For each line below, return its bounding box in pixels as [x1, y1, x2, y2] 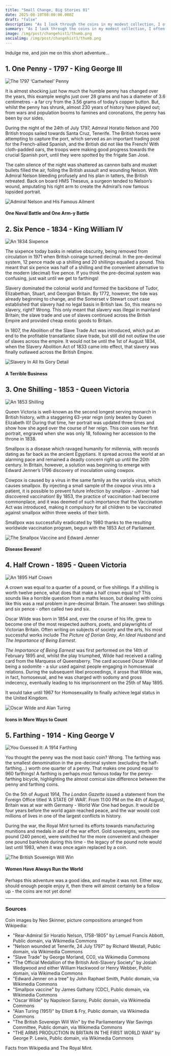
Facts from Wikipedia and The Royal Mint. [5, 1045, 93, 1051]
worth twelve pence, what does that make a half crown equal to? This [5, 590, 151, 596]
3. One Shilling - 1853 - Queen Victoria [5, 385, 130, 394]
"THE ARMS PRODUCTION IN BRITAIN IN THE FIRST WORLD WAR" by [12, 1030, 160, 1036]
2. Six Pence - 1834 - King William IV [5, 225, 123, 233]
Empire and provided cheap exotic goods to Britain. [5, 317, 113, 324]
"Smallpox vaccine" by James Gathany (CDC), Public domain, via [12, 986, 149, 992]
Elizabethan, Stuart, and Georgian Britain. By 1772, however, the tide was [5, 290, 158, 297]
